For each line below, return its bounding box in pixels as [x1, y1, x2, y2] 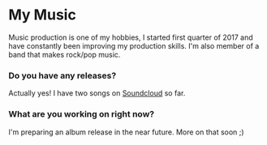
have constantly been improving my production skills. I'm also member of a [8, 41, 260, 50]
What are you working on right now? [8, 109, 155, 120]
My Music [8, 6, 77, 24]
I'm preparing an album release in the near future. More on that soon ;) [8, 127, 245, 137]
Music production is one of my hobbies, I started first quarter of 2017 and [8, 32, 253, 42]
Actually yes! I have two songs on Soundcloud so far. [8, 88, 186, 98]
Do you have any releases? [8, 70, 117, 81]
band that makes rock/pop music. [8, 49, 121, 59]
